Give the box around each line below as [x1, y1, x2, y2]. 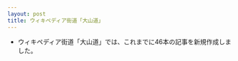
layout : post [7, 10, 46, 18]
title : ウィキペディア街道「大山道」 [7, 17, 104, 24]
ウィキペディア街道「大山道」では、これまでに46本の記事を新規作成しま [17, 37, 232, 46]
